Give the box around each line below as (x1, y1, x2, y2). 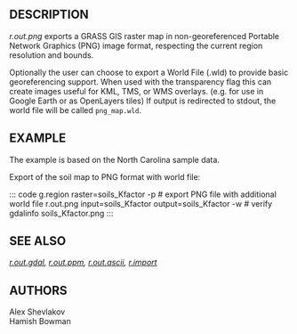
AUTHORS (9, 282, 68, 297)
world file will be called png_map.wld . (9, 104, 142, 115)
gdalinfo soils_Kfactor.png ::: (9, 208, 114, 218)
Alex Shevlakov (9, 306, 66, 317)
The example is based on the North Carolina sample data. (9, 154, 221, 165)
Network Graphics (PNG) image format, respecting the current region (9, 40, 263, 51)
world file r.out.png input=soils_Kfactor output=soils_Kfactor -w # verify (9, 198, 273, 208)
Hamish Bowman (9, 316, 71, 327)
